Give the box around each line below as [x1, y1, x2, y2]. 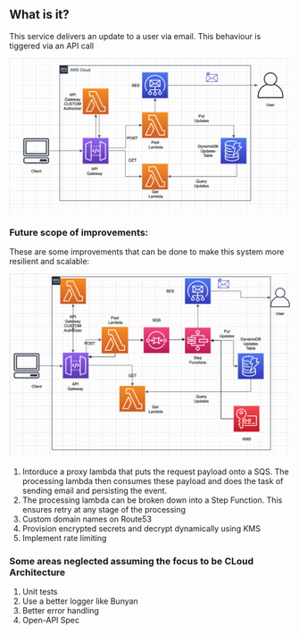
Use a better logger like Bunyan [21, 596, 138, 606]
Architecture [9, 566, 66, 579]
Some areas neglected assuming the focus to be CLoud [9, 555, 254, 567]
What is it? [9, 7, 70, 22]
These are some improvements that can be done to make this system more [9, 246, 285, 257]
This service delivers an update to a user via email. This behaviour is [9, 30, 262, 41]
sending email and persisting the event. [21, 486, 168, 496]
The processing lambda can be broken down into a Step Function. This [21, 495, 283, 505]
